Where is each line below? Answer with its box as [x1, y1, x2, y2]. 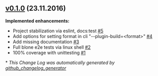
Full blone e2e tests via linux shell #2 [12, 44, 91, 50]
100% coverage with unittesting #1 [12, 49, 86, 55]
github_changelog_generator [5, 65, 67, 71]
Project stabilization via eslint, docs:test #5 [12, 28, 104, 34]
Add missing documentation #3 [12, 39, 80, 45]
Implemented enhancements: [5, 17, 70, 24]
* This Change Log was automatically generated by [5, 59, 115, 66]
